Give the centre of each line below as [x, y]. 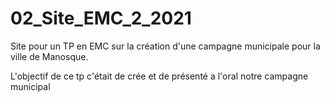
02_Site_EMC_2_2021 [101, 18]
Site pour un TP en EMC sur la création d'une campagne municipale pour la [165, 46]
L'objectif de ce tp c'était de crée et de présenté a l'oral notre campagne [159, 76]
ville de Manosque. [49, 56]
